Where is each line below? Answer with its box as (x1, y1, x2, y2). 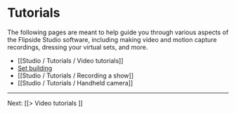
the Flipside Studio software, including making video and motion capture (7, 35, 217, 43)
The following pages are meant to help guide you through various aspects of (7, 28, 229, 36)
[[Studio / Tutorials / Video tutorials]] (17, 56, 124, 64)
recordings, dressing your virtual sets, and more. (7, 43, 148, 51)
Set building (17, 64, 53, 72)
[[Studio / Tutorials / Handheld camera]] (17, 78, 133, 87)
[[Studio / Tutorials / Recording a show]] (17, 71, 134, 80)
